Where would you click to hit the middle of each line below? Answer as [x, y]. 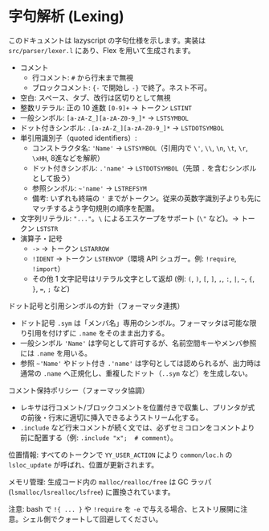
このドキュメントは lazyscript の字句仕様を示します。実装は [107, 40]
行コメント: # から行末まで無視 [83, 77]
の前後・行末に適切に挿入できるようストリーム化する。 [111, 417]
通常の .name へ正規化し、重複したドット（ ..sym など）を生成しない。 [136, 373]
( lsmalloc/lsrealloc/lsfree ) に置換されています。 [92, 492]
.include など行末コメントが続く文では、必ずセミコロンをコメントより [137, 427]
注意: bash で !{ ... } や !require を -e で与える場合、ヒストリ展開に [124, 508]
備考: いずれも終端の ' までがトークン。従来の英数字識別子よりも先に [147, 198]
